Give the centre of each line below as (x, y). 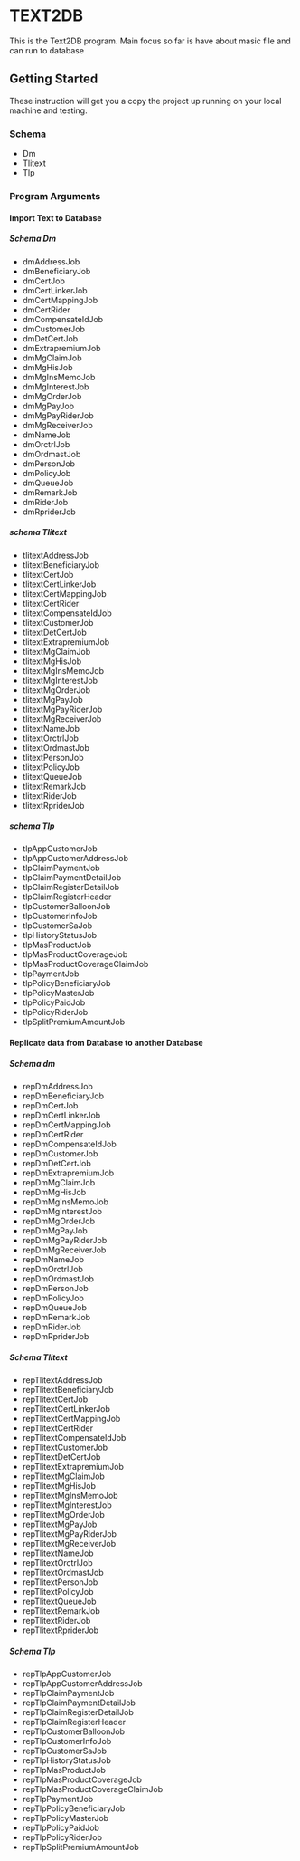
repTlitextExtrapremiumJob (73, 1467)
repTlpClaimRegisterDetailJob (78, 1712)
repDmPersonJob (55, 1289)
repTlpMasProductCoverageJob (82, 1779)
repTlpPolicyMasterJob (66, 1818)
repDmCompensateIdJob (69, 1144)
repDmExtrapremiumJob (68, 1173)
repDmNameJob (53, 1260)
